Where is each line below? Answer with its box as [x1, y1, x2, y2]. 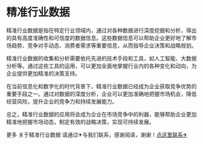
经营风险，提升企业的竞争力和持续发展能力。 [6, 97, 118, 105]
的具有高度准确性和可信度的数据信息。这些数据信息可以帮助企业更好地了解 [6, 34, 192, 41]
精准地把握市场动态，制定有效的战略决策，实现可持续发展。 [6, 118, 155, 125]
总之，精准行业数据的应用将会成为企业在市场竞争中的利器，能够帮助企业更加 [6, 110, 197, 118]
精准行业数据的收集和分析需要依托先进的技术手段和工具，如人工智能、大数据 [6, 54, 197, 62]
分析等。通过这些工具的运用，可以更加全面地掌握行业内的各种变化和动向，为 [6, 62, 197, 70]
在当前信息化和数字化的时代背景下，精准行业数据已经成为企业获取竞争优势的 [6, 82, 197, 90]
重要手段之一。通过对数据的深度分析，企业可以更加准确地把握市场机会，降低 [6, 90, 197, 97]
